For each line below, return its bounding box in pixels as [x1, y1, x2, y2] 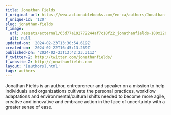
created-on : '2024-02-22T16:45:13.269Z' [5, 45, 93, 50]
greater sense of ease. [5, 104, 53, 110]
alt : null [10, 36, 31, 41]
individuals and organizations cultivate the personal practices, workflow [5, 88, 156, 94]
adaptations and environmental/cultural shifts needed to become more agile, [5, 93, 165, 99]
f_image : [5, 26, 24, 31]
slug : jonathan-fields [5, 21, 53, 27]
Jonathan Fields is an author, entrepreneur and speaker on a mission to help [5, 83, 165, 89]
